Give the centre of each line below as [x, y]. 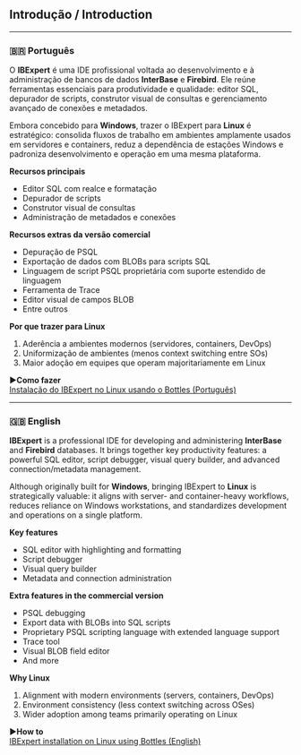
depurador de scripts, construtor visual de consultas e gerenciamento [138, 99]
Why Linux [30, 678]
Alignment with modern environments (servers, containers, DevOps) [148, 695]
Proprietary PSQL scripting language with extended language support [151, 632]
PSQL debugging [54, 613]
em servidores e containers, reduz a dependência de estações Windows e [146, 145]
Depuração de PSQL [60, 252]
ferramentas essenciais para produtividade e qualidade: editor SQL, [134, 90]
